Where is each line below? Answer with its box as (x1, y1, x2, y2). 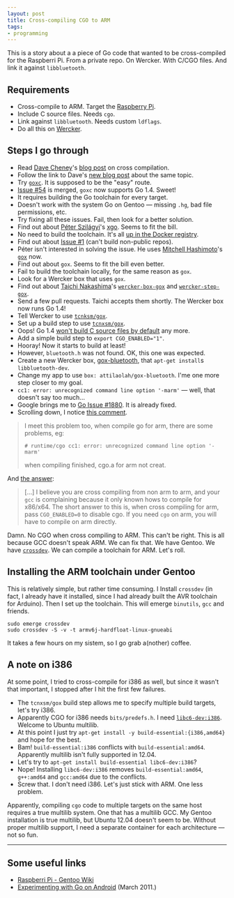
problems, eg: (24, 428, 65, 437)
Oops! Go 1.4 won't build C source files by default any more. (17, 326, 190, 335)
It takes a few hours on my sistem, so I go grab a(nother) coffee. (7, 638, 192, 647)
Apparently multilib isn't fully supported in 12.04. (17, 750, 157, 758)
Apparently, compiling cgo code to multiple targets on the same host (7, 800, 203, 809)
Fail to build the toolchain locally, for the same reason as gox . (17, 267, 192, 276)
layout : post (7, 10, 45, 17)
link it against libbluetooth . (7, 63, 86, 72)
